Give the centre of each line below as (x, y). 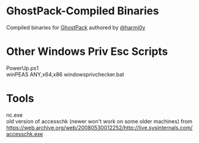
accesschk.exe (25, 134)
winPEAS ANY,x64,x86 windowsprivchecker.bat (65, 74)
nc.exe (14, 115)
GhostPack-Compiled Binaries (83, 11)
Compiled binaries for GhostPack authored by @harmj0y (76, 27)
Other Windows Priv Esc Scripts (87, 52)
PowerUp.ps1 (22, 68)
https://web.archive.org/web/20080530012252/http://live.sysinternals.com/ (99, 128)
